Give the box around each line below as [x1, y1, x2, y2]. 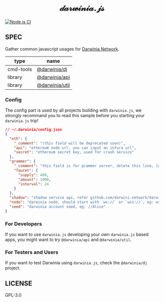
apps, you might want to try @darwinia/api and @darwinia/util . [5, 237, 132, 242]
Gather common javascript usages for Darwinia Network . [5, 46, 120, 52]
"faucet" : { [14, 168, 38, 173]
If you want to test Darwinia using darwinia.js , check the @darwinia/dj [5, 260, 147, 266]
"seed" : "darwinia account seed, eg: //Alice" [9, 204, 106, 209]
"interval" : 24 [18, 181, 49, 186]
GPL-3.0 [5, 292, 22, 298]
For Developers [5, 220, 42, 227]
